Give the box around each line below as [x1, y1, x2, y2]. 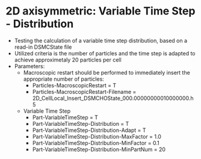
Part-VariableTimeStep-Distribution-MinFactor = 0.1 [32, 139, 160, 146]
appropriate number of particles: [23, 75, 105, 83]
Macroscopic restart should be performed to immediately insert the [23, 69, 190, 76]
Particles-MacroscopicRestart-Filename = [32, 88, 137, 95]
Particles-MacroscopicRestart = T [32, 81, 117, 89]
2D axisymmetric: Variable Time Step [5, 4, 196, 18]
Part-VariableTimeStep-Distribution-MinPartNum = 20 [32, 146, 166, 153]
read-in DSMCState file [14, 43, 72, 51]
